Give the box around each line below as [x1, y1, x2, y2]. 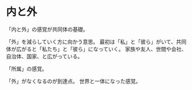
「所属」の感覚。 [6, 65, 47, 72]
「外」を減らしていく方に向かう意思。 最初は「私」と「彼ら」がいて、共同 [6, 38, 187, 45]
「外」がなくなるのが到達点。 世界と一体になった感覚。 [6, 77, 141, 85]
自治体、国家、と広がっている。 [6, 53, 83, 60]
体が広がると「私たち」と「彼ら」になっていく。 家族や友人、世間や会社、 [6, 45, 187, 53]
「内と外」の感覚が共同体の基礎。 [6, 26, 88, 33]
